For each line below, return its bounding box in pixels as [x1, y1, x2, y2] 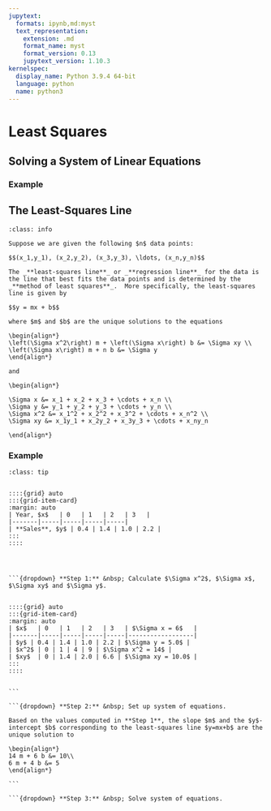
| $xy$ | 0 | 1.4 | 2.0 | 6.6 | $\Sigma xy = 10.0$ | [8, 652, 198, 661]
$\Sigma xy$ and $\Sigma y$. [8, 581, 107, 590]
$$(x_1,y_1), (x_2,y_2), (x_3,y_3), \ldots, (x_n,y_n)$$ [8, 253, 205, 262]
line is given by [8, 289, 67, 297]
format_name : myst [23, 42, 85, 50]
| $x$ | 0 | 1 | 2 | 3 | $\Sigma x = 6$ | [8, 624, 198, 633]
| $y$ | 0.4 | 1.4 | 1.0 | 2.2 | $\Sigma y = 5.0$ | [8, 638, 191, 646]
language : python [15, 79, 75, 88]
